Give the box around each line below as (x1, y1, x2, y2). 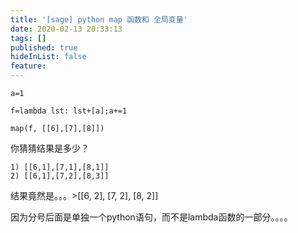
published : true (10, 42, 78, 53)
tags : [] (10, 33, 47, 43)
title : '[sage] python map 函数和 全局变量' (10, 14, 188, 25)
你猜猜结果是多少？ (10, 142, 90, 154)
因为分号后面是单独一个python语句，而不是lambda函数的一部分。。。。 (10, 211, 293, 223)
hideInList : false (10, 52, 87, 62)
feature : (10, 61, 47, 71)
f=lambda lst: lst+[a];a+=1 (10, 106, 128, 116)
